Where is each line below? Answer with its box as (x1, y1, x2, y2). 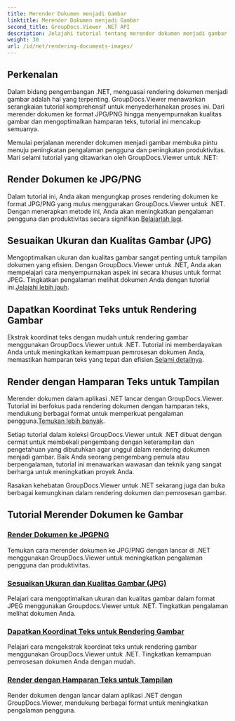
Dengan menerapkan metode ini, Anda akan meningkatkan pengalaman (7, 207, 214, 215)
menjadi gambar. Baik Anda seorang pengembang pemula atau (7, 453, 189, 461)
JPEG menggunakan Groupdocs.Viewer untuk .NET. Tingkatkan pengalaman (7, 602, 229, 610)
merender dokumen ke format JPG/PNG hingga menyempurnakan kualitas (7, 109, 222, 118)
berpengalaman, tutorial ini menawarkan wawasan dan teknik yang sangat (7, 460, 222, 469)
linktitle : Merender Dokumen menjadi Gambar (7, 17, 140, 24)
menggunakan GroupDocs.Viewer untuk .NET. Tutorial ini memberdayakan (7, 341, 222, 349)
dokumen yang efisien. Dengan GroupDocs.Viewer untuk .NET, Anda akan (7, 261, 222, 269)
